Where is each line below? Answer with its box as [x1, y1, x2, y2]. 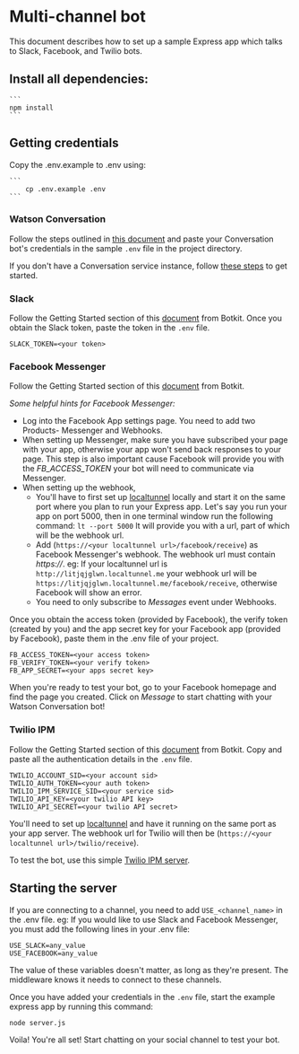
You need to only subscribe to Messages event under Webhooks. [35, 597, 278, 608]
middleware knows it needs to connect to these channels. [9, 974, 222, 985]
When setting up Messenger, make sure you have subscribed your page [21, 435, 288, 445]
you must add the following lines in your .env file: [9, 923, 191, 935]
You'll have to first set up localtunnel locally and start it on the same [35, 492, 286, 503]
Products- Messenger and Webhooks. [21, 425, 163, 436]
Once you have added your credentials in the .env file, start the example [9, 991, 276, 1002]
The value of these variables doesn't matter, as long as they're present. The [9, 964, 289, 975]
